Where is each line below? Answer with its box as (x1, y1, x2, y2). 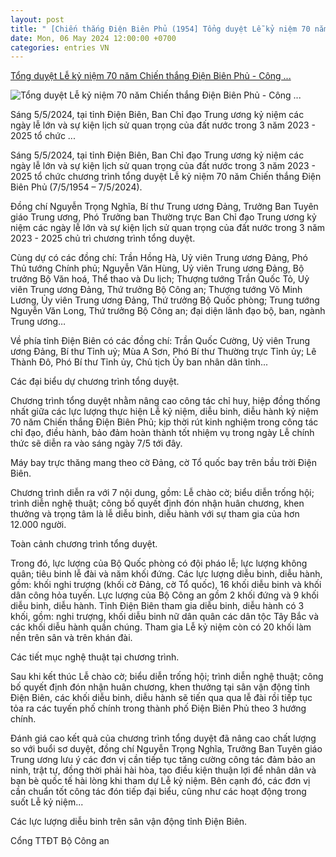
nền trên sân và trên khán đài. (10, 632, 133, 644)
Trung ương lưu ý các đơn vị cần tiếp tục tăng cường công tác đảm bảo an (10, 754, 316, 766)
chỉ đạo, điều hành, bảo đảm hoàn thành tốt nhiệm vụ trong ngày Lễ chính (10, 427, 315, 439)
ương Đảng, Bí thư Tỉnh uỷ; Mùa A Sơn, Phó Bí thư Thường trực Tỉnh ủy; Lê (10, 346, 317, 358)
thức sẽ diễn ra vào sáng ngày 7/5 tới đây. (10, 437, 183, 450)
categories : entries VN (10, 42, 110, 53)
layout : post (10, 14, 65, 25)
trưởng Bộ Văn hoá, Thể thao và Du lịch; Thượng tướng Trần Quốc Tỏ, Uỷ (10, 273, 310, 285)
